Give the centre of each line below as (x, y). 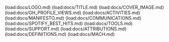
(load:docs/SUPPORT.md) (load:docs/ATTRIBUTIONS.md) (66, 29)
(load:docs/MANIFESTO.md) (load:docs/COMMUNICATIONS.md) (73, 18)
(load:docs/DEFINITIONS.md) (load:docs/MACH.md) (60, 34)
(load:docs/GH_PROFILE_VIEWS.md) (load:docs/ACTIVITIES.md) (73, 13)
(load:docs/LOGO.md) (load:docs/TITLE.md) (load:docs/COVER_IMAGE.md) (84, 7)
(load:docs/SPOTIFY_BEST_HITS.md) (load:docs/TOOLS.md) (69, 23)
